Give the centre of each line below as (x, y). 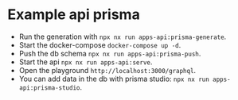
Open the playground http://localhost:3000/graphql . (107, 70)
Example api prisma (74, 15)
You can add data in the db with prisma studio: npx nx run (114, 79)
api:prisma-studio (49, 88)
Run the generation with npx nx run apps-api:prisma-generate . (123, 37)
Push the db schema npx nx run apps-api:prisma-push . (110, 53)
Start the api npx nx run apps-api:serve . (86, 62)
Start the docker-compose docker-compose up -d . (100, 44)
